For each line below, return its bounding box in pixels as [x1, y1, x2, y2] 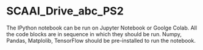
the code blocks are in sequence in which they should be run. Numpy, [6, 30, 182, 37]
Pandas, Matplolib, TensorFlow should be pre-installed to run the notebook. [6, 37, 196, 44]
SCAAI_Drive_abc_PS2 [6, 4, 124, 18]
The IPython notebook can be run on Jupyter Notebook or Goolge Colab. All [6, 24, 197, 31]
